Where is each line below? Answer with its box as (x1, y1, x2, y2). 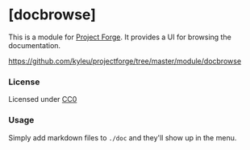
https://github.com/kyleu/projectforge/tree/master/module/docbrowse (8, 56, 242, 66)
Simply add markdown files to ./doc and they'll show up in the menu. (8, 132, 237, 142)
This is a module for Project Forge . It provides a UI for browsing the (8, 32, 231, 42)
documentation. (8, 40, 61, 50)
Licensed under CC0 (8, 95, 77, 104)
